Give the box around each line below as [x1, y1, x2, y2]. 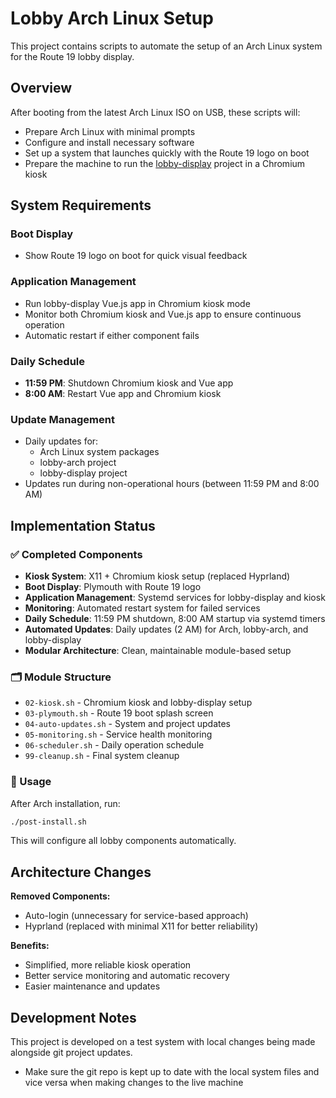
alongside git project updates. [10, 1047, 133, 1059]
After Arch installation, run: [10, 797, 121, 809]
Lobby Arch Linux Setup [10, 7, 214, 30]
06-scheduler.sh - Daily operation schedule [24, 739, 205, 751]
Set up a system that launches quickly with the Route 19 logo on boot [24, 147, 310, 159]
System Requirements [10, 197, 152, 214]
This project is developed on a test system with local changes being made [10, 1036, 316, 1048]
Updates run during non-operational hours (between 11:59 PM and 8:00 [24, 478, 320, 490]
